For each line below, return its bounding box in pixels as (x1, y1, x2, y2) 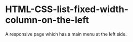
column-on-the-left (5, 14, 90, 26)
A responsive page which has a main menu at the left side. (5, 31, 127, 37)
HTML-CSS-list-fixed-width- (5, 4, 129, 15)
